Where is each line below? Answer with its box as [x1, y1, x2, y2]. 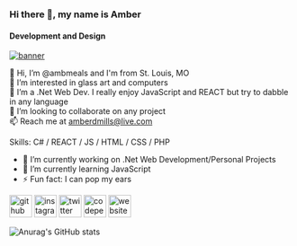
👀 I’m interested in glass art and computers [9, 77, 168, 88]
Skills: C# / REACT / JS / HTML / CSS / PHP [9, 136, 171, 147]
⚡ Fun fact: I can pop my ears [22, 174, 132, 185]
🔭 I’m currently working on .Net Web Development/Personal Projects [22, 154, 276, 165]
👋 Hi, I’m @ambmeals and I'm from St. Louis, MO [9, 67, 190, 79]
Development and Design [9, 31, 106, 41]
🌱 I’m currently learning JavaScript [22, 163, 151, 174]
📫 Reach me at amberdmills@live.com [9, 116, 153, 127]
